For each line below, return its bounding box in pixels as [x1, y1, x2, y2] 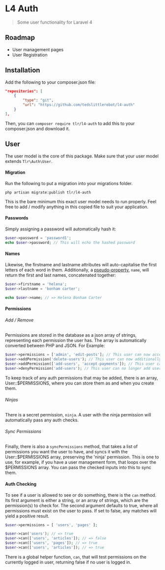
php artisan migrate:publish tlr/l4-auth [5, 190, 91, 195]
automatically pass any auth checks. [5, 417, 79, 423]
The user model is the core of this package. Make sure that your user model [5, 153, 159, 159]
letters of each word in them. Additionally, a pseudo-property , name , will [5, 267, 149, 273]
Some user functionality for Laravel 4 [17, 19, 92, 25]
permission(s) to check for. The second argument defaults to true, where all [5, 503, 158, 508]
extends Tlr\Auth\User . [5, 158, 53, 164]
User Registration [12, 52, 48, 58]
